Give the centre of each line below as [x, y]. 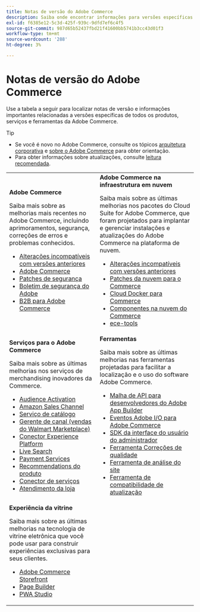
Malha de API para [135, 395]
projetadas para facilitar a [135, 367]
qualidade [124, 455]
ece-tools [124, 323]
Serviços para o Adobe [42, 342]
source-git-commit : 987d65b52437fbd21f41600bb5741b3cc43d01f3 [85, 28]
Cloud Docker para [136, 293]
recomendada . [33, 163]
